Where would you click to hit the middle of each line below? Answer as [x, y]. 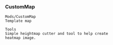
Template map [18, 21]
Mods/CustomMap [21, 17]
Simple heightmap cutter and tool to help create [57, 34]
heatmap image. [21, 38]
